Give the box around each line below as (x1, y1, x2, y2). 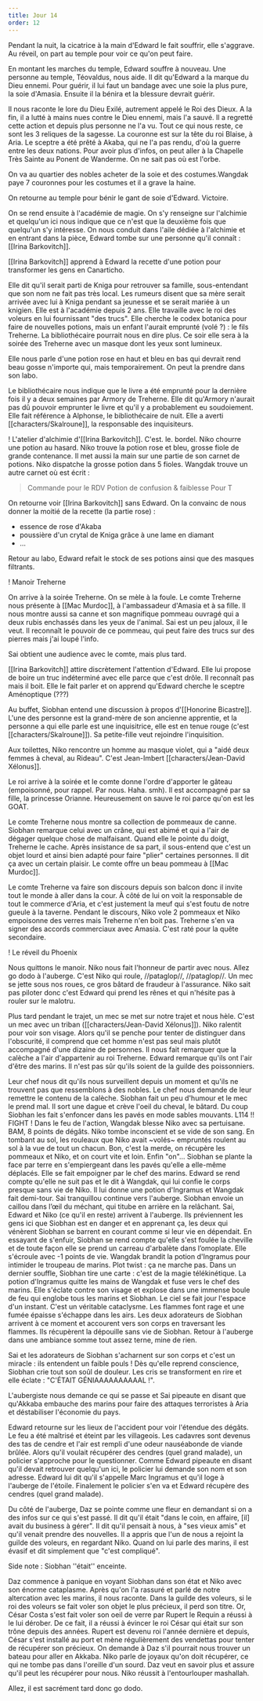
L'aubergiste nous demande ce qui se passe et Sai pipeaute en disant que (8, 1390, 247, 1400)
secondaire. (8, 932, 47, 942)
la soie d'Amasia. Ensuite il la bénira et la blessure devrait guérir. (8, 89, 215, 98)
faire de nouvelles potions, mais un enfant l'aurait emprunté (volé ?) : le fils (8, 322, 249, 331)
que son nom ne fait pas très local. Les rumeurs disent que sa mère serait (8, 288, 245, 298)
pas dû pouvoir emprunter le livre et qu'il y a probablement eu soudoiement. (8, 402, 254, 412)
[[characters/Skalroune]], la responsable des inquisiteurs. (8, 419, 194, 429)
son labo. (8, 370, 38, 380)
